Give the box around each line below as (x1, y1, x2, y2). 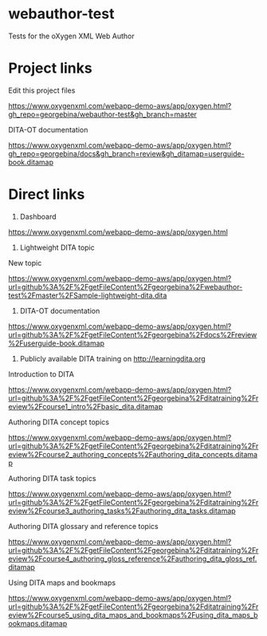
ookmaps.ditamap (8, 618, 68, 628)
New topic (8, 258, 42, 267)
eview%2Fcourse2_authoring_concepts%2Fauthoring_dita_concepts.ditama (8, 449, 257, 459)
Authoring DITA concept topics (8, 417, 110, 427)
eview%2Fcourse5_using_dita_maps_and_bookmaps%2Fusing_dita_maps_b (8, 610, 258, 619)
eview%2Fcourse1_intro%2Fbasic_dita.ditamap (8, 401, 163, 411)
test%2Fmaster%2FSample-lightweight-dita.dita (8, 290, 167, 300)
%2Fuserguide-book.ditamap (8, 338, 105, 348)
